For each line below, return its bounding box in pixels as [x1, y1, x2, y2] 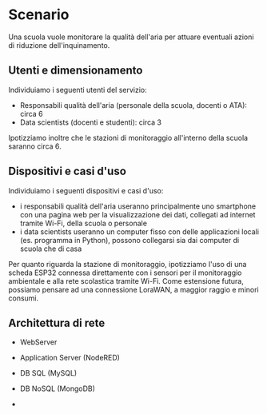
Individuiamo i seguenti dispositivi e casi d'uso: [8, 185, 164, 195]
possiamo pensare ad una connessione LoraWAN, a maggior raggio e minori [8, 285, 259, 294]
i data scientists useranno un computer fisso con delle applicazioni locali [19, 226, 260, 237]
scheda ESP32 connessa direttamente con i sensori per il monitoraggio [8, 268, 242, 277]
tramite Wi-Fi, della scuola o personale [19, 218, 148, 228]
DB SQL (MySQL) [19, 368, 78, 378]
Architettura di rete [8, 316, 106, 329]
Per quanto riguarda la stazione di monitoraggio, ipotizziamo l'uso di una [8, 259, 247, 269]
